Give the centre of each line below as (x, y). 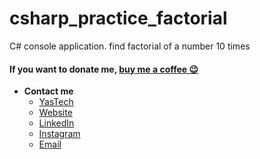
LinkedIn (56, 123)
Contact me (48, 91)
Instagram (59, 134)
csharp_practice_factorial (118, 18)
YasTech (56, 102)
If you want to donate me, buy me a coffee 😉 (104, 69)
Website (55, 113)
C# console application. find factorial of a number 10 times (130, 46)
